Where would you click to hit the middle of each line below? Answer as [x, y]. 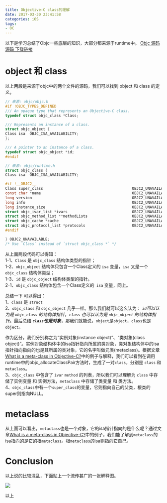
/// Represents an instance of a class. [48, 125]
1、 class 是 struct [24, 302]
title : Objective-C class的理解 [38, 10]
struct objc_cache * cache [32, 221]
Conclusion [29, 461]
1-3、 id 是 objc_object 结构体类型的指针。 [49, 279]
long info [15, 202]
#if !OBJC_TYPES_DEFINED [31, 106]
